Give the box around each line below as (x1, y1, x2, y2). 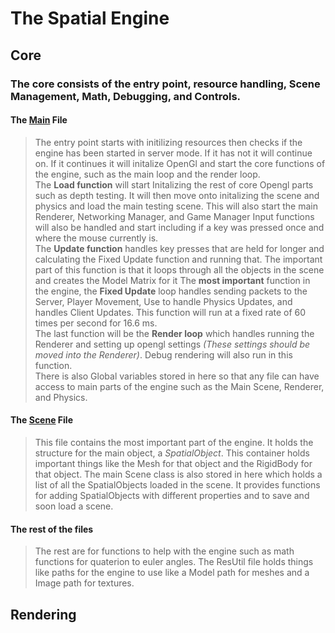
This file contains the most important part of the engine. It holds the (34, 436, 314, 448)
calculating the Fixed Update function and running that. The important (34, 253, 323, 265)
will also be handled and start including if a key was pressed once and (34, 221, 325, 233)
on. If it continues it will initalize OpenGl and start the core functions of (34, 157, 326, 169)
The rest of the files (10, 523, 94, 535)
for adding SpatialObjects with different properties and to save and (34, 489, 310, 501)
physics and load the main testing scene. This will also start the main (34, 200, 318, 212)
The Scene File (10, 414, 73, 426)
